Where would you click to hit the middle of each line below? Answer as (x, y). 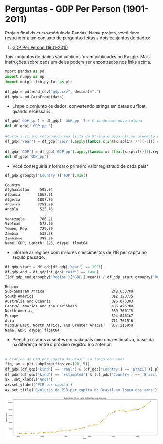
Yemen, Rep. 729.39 (29, 229)
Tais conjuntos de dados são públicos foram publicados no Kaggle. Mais (78, 56)
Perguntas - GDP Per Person (63, 9)
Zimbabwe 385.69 (29, 239)
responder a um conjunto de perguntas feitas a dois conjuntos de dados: (78, 38)
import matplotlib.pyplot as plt (39, 82)
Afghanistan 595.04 (29, 190)
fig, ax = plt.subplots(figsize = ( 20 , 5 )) (48, 364)
